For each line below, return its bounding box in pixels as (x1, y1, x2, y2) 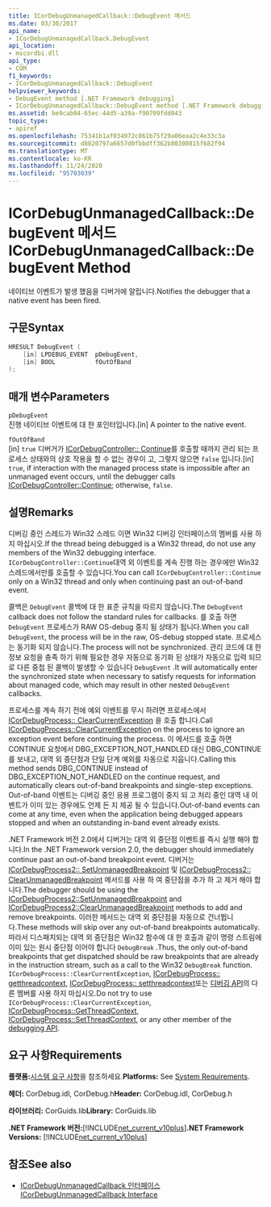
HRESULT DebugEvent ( (8, 342, 81, 351)
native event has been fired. (8, 295, 102, 305)
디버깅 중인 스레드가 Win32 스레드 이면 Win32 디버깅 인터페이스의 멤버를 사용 (8, 528, 254, 538)
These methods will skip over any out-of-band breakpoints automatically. (16, 922, 261, 932)
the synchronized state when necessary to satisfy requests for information (8, 671, 256, 681)
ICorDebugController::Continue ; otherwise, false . (8, 480, 173, 490)
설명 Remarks (8, 505, 74, 519)
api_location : (8, 42, 56, 50)
